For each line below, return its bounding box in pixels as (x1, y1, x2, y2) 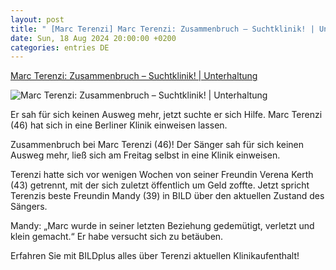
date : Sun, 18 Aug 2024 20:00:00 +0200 (10, 33, 177, 43)
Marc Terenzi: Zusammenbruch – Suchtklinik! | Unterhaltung (10, 70, 258, 82)
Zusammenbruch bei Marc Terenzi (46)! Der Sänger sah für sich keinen (10, 139, 305, 151)
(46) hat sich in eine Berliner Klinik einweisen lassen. (10, 119, 228, 131)
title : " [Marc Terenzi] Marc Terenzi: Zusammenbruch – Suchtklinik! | (10, 24, 315, 34)
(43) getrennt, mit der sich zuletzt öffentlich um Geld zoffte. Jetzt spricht (10, 179, 310, 191)
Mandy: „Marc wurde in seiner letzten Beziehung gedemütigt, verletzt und (10, 220, 315, 232)
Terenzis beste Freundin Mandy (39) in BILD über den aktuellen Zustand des (10, 190, 325, 202)
